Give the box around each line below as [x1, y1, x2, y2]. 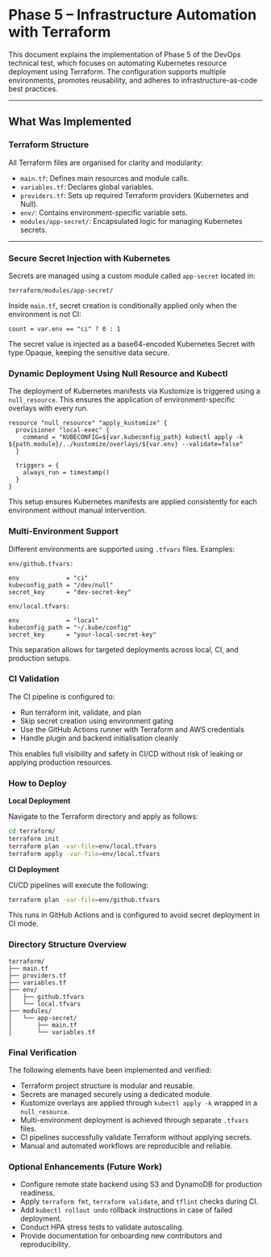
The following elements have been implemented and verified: [8, 1065, 212, 1075]
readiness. [19, 1188, 56, 1198]
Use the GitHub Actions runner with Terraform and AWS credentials [19, 724, 244, 734]
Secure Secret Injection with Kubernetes [8, 252, 171, 264]
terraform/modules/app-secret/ [8, 286, 114, 294]
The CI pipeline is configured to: [8, 691, 115, 701]
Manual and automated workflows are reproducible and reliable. [19, 1141, 233, 1151]
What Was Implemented [8, 115, 131, 129]
